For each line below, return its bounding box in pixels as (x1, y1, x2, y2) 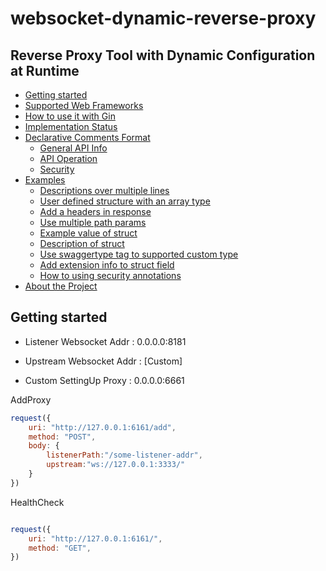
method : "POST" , (28, 432, 97, 442)
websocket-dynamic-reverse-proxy (10, 7, 317, 30)
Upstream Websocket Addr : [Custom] (24, 355, 183, 367)
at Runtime (10, 62, 80, 79)
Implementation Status (24, 121, 118, 132)
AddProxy (10, 393, 52, 406)
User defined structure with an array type (39, 195, 211, 207)
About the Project (24, 280, 98, 292)
